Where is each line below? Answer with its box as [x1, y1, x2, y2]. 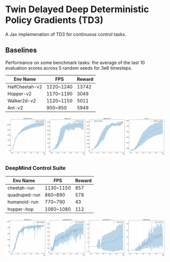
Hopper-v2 [7, 91, 32, 97]
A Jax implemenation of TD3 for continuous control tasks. [5, 31, 126, 37]
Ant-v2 [7, 105, 23, 111]
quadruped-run [7, 192, 41, 198]
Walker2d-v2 [7, 98, 36, 104]
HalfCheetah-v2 [7, 83, 42, 90]
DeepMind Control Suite [5, 164, 66, 171]
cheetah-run [7, 185, 35, 191]
